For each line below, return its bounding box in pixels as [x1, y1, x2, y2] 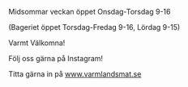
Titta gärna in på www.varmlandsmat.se [8, 69, 142, 79]
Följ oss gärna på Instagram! [8, 54, 104, 63]
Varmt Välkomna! [8, 38, 66, 48]
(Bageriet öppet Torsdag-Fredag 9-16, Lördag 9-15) [8, 23, 181, 31]
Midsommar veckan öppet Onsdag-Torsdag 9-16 [8, 7, 171, 16]
